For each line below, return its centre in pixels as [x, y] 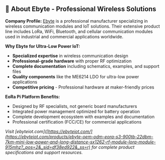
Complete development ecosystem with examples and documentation [83, 117]
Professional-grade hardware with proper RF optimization [72, 61]
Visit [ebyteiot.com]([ [27, 131]
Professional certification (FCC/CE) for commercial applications [77, 122]
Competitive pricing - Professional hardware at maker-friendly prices [83, 87]
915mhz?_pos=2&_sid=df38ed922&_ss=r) [48, 147]
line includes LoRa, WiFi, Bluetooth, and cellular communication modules [79, 31]
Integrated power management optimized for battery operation [76, 111]
